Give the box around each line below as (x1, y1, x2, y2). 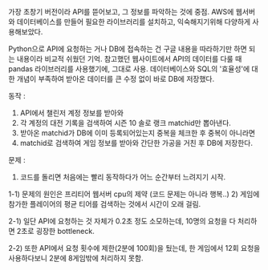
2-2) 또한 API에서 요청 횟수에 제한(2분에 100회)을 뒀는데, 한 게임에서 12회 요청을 (8, 244, 261, 252)
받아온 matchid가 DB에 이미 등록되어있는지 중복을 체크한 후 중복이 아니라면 (19, 128, 255, 138)
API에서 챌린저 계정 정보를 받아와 (19, 108, 124, 118)
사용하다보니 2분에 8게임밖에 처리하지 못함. (8, 253, 144, 263)
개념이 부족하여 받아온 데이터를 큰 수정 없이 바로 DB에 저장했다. (16, 75, 215, 83)
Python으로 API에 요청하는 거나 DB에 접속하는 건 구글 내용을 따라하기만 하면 (8, 44, 247, 54)
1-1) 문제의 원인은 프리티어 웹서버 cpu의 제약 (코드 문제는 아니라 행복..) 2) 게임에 (8, 189, 260, 199)
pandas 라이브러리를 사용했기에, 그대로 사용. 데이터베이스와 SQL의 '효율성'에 (8, 64, 250, 74)
